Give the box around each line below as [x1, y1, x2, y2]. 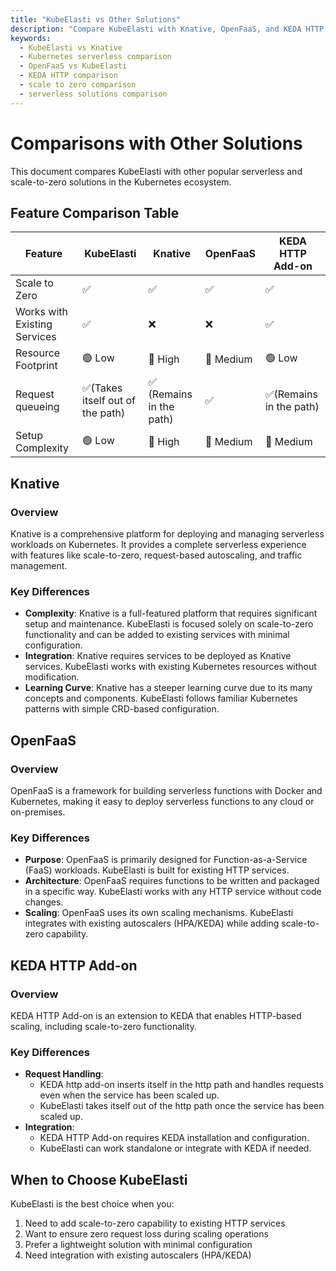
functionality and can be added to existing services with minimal [24, 629, 290, 641]
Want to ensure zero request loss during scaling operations [24, 1228, 269, 1240]
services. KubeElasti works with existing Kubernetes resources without [24, 661, 317, 673]
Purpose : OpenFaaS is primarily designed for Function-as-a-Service [24, 854, 308, 866]
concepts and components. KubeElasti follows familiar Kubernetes [24, 692, 298, 705]
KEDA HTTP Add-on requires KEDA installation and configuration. [39, 1132, 310, 1144]
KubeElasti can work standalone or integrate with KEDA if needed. [39, 1142, 312, 1155]
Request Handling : [24, 1068, 104, 1080]
